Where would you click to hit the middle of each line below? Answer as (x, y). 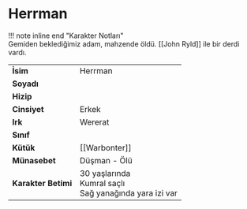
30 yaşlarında (105, 173)
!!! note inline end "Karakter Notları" (66, 35)
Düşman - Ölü (106, 160)
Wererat (94, 121)
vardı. (17, 52)
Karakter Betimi (42, 183)
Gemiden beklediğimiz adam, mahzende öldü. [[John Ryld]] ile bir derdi (124, 43)
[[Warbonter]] (105, 147)
